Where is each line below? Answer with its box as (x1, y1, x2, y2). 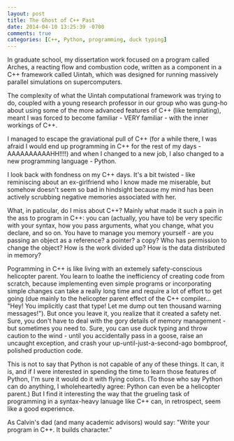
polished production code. (7, 346, 83, 355)
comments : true (7, 29, 52, 37)
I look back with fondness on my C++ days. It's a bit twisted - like (7, 171, 196, 179)
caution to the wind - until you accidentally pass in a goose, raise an (7, 332, 203, 340)
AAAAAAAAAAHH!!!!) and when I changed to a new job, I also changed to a (7, 150, 224, 158)
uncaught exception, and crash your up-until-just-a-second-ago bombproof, (7, 339, 228, 347)
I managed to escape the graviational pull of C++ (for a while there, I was (7, 134, 217, 143)
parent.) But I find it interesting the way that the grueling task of (7, 390, 190, 398)
